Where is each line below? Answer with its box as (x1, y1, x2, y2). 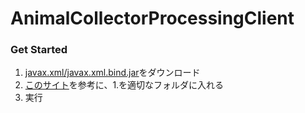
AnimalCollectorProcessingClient (10, 7, 295, 30)
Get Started (10, 43, 68, 57)
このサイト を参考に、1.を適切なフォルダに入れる (24, 79, 225, 91)
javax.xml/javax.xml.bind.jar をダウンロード (24, 67, 201, 79)
